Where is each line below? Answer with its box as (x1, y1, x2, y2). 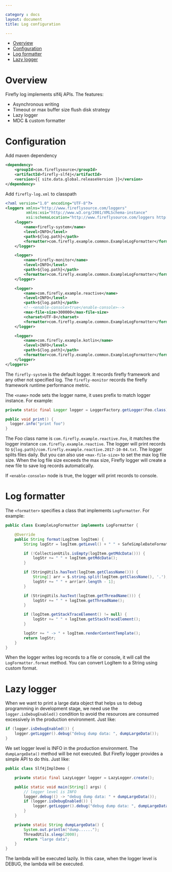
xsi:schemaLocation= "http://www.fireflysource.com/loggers (26, 215, 155, 220)
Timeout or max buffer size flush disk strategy (12, 107, 110, 113)
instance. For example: (5, 397, 54, 403)
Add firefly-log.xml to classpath (5, 191, 77, 197)
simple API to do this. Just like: (5, 756, 70, 762)
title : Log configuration (5, 22, 60, 27)
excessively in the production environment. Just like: (5, 716, 116, 723)
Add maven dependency (5, 152, 57, 159)
